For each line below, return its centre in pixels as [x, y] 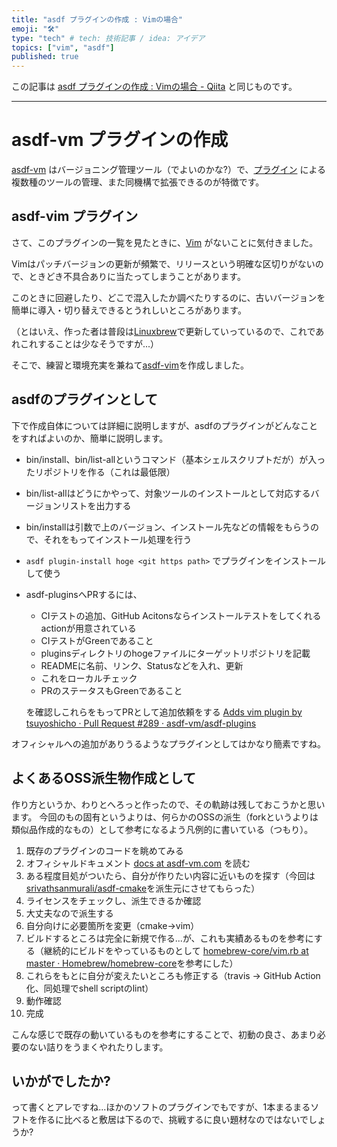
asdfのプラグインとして [84, 399]
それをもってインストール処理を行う [118, 539]
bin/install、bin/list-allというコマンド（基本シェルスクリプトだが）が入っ [175, 459]
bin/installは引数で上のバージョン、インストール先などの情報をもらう [168, 527]
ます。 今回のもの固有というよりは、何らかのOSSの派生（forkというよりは [165, 817]
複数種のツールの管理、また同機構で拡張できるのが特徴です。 [138, 182]
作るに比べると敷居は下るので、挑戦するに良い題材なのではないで [173, 1120]
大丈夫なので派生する [69, 913]
